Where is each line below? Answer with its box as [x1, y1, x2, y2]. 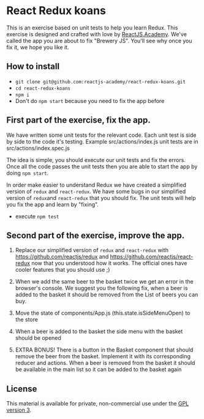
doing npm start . [6, 169, 49, 177]
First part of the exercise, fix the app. [6, 115, 151, 126]
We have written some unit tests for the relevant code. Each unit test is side [6, 131, 197, 139]
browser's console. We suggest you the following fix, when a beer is [15, 285, 188, 292]
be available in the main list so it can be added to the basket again [15, 366, 182, 373]
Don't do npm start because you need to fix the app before [15, 97, 165, 104]
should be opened [15, 334, 61, 342]
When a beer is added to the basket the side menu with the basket [15, 328, 183, 335]
